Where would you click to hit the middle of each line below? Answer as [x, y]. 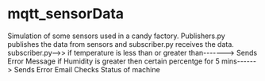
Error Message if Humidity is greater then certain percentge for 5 [113, 61]
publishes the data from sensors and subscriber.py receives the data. [121, 44]
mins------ [239, 61]
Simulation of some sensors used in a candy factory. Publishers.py [116, 36]
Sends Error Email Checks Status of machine [87, 69]
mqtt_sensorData [66, 14]
